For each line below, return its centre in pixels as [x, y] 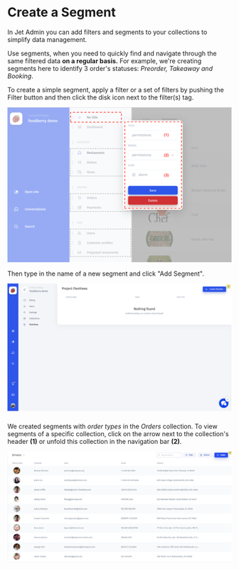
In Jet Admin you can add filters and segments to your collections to [107, 32]
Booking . [20, 76]
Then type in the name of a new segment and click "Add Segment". [106, 273]
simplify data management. [47, 39]
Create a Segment [62, 12]
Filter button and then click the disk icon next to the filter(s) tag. [101, 97]
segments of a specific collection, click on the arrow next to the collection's [118, 433]
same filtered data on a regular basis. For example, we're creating [104, 60]
